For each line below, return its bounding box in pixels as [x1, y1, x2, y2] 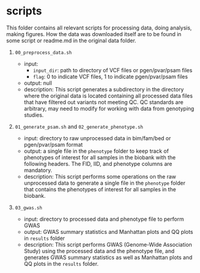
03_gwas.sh [14, 204, 43, 211]
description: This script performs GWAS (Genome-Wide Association [23, 241, 192, 248]
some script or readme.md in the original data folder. [6, 37, 136, 44]
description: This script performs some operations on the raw [23, 173, 176, 180]
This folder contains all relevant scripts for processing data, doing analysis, [6, 24, 192, 31]
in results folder [23, 235, 65, 242]
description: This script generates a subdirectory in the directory [23, 85, 184, 93]
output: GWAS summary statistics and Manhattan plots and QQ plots [23, 228, 193, 235]
